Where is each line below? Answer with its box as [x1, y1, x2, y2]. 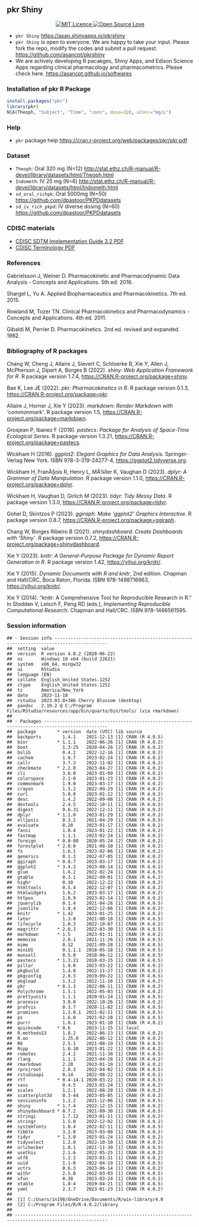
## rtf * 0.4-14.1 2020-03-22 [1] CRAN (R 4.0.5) [7, 1077, 163, 1083]
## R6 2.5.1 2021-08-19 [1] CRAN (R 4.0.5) [7, 1041, 163, 1046]
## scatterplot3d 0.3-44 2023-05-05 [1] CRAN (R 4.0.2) [7, 1092, 163, 1098]
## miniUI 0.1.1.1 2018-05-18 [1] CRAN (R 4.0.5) [7, 947, 163, 953]
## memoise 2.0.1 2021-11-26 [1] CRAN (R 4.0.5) [7, 937, 163, 943]
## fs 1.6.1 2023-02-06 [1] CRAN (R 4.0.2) [7, 848, 163, 854]
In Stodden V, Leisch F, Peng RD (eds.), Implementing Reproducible [7, 600, 171, 608]
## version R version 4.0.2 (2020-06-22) [7, 650, 116, 657]
